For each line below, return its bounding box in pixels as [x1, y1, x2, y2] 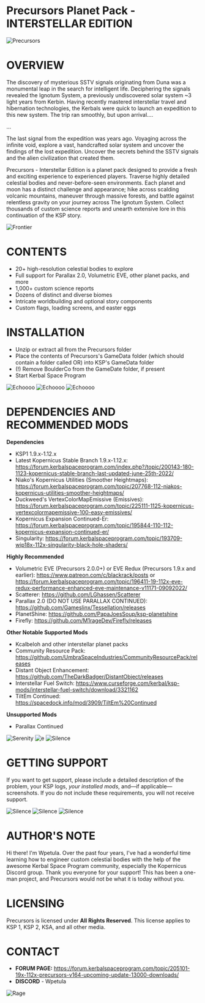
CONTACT [6, 944, 60, 958]
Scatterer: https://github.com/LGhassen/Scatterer [15, 591, 141, 598]
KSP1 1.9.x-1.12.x [15, 450, 57, 457]
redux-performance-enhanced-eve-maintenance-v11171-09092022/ [15, 584, 188, 591]
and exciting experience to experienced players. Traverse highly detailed [6, 172, 190, 180]
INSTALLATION [6, 325, 84, 339]
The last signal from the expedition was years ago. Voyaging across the [6, 135, 187, 142]
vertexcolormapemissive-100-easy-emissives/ [15, 508, 133, 516]
